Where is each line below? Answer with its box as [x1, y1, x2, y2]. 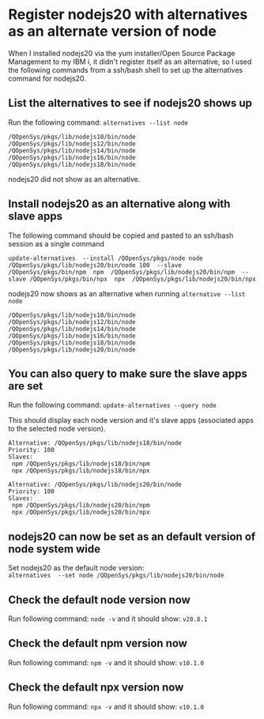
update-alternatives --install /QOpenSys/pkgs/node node [8, 254, 203, 262]
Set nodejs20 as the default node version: [8, 563, 145, 573]
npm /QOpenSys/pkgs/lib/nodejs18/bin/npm [11, 460, 150, 468]
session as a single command [8, 239, 105, 248]
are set [8, 379, 43, 393]
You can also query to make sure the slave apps [8, 367, 247, 380]
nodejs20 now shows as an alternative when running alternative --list [8, 288, 246, 298]
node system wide [8, 542, 101, 555]
